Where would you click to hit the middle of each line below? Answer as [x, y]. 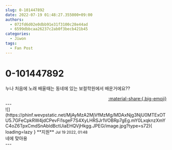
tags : [11, 44]
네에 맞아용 [16, 138]
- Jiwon [18, 39]
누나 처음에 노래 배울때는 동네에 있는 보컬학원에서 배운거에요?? [68, 88]
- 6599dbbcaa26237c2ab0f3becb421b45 [49, 29]
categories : [18, 34]
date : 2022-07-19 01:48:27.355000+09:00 [49, 15]
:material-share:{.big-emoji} [137, 98]
